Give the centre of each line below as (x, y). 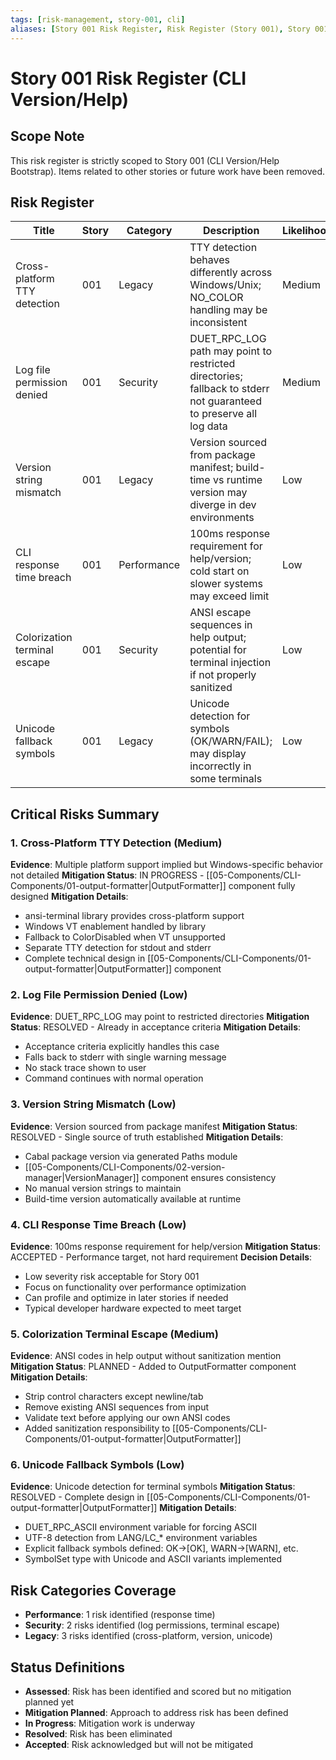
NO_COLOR (216, 298)
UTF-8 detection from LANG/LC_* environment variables (141, 1538)
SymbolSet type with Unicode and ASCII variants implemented (153, 1559)
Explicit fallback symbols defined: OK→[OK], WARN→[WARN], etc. (161, 1548)
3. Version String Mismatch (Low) (93, 1104)
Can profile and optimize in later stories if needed (126, 1297)
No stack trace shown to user (85, 1068)
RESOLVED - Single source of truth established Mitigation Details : (147, 1137)
